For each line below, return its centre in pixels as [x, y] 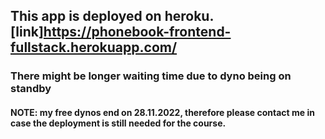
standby [31, 89]
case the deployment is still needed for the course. [118, 123]
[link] [27, 32]
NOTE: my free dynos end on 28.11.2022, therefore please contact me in [162, 112]
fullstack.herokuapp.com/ [94, 47]
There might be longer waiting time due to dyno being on [151, 76]
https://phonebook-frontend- [137, 32]
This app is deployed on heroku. [112, 16]
